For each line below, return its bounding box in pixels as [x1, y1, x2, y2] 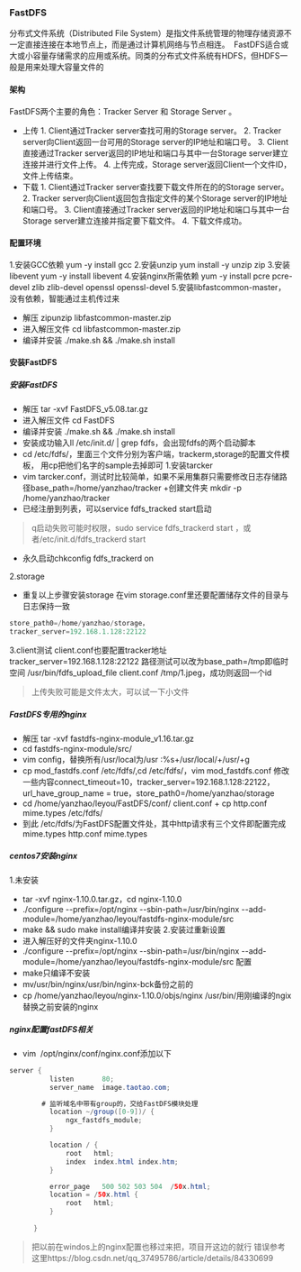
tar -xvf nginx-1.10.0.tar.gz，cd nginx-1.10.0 [22, 893, 182, 904]
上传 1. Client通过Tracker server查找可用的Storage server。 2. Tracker [22, 124, 281, 136]
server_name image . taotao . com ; [49, 1083, 171, 1092]
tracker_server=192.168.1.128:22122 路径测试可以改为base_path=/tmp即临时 [9, 656, 289, 667]
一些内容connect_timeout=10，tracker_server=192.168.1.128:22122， [22, 776, 276, 787]
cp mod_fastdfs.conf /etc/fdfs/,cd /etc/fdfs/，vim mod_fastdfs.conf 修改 [22, 764, 290, 776]
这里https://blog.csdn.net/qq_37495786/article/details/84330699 [31, 1252, 274, 1263]
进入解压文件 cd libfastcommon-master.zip [22, 323, 181, 334]
